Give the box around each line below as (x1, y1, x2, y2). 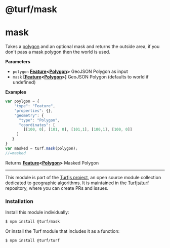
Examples (5, 89, 27, 95)
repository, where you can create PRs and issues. (5, 185, 109, 191)
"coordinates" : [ (18, 122, 56, 128)
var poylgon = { (5, 99, 39, 104)
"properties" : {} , (14, 108, 53, 113)
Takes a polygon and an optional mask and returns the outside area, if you (5, 44, 160, 50)
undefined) (12, 79, 36, 86)
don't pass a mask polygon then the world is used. (5, 49, 110, 55)
